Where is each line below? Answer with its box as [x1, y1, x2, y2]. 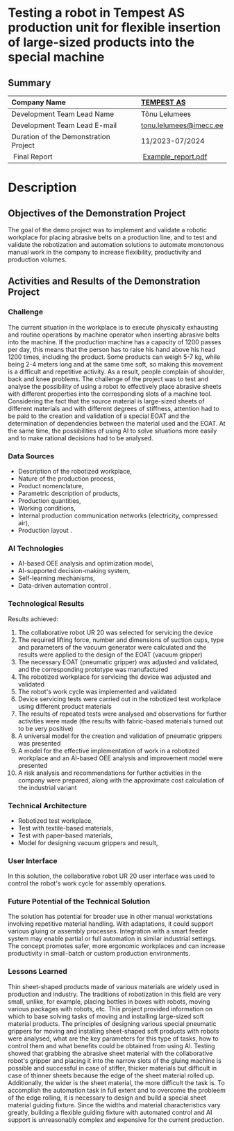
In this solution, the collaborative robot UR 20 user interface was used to [8, 872, 215, 881]
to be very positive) [17, 724, 74, 732]
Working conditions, [17, 504, 76, 512]
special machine [8, 49, 105, 65]
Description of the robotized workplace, [17, 467, 133, 475]
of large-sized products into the [8, 35, 195, 50]
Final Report [13, 152, 53, 161]
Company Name [11, 97, 67, 107]
